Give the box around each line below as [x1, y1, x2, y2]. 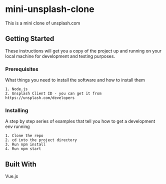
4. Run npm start [5, 146, 41, 151]
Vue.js [5, 173, 18, 179]
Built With [5, 160, 36, 168]
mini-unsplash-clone [5, 3, 94, 15]
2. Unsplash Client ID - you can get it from [5, 91, 101, 96]
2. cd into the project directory [5, 137, 77, 143]
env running [5, 123, 30, 129]
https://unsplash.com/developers [5, 95, 75, 100]
